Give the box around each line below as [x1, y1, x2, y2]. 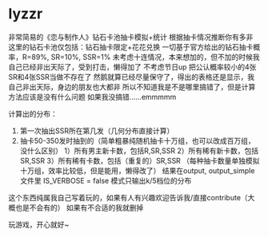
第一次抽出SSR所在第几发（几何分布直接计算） [19, 125, 174, 136]
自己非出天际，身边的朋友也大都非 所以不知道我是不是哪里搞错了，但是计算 [8, 81, 256, 92]
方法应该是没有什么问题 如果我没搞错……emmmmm [8, 92, 177, 101]
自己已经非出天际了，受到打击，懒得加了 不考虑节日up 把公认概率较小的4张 [8, 61, 257, 72]
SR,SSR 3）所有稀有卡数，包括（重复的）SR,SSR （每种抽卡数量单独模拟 [19, 156, 260, 165]
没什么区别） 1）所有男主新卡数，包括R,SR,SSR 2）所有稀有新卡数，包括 [19, 145, 258, 156]
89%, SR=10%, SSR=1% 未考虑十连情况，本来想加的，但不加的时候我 [31, 52, 260, 61]
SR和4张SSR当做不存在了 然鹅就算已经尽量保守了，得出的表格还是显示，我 [8, 72, 254, 81]
